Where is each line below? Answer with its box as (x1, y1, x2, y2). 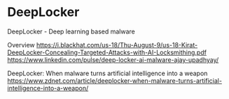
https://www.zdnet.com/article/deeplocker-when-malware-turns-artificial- (7, 76, 223, 84)
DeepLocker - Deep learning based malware (7, 27, 135, 36)
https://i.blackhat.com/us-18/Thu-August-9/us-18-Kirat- (36, 40, 198, 49)
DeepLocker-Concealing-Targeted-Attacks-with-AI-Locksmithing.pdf (7, 48, 207, 56)
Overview (7, 40, 35, 49)
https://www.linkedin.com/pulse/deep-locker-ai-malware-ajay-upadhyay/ (7, 55, 219, 63)
